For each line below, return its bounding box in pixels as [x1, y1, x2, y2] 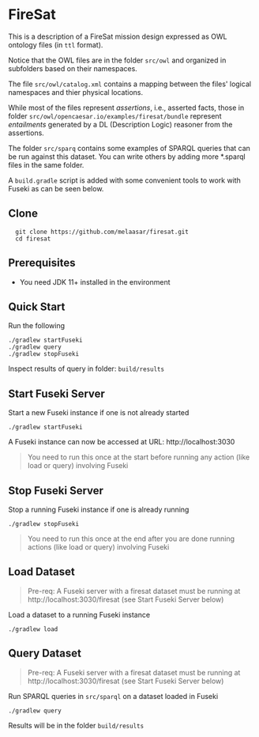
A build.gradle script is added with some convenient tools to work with [8, 176, 241, 185]
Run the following [8, 321, 66, 331]
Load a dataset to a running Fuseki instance [8, 610, 151, 619]
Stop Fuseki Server [8, 484, 104, 497]
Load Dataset [8, 565, 75, 579]
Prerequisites [8, 256, 76, 270]
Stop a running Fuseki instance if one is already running [8, 505, 190, 514]
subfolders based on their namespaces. [8, 63, 138, 73]
